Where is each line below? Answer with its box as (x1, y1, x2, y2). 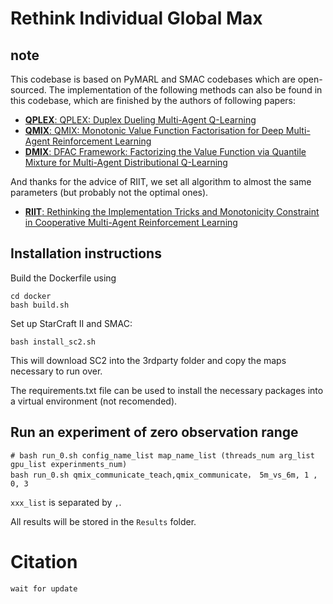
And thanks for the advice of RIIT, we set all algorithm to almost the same (10, 176, 312, 187)
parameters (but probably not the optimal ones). (10, 187, 209, 198)
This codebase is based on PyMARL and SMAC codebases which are (10, 73, 296, 85)
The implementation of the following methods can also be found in (48, 84, 323, 96)
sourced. (10, 84, 47, 96)
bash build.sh (10, 300, 70, 310)
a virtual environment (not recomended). (10, 395, 178, 407)
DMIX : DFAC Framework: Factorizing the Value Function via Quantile (24, 146, 307, 157)
